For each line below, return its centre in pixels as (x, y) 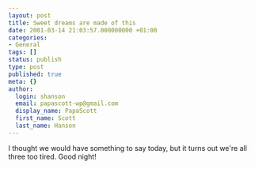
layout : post (30, 15)
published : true (35, 74)
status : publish (35, 60)
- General (25, 45)
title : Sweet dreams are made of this (72, 23)
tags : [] (23, 52)
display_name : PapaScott (56, 111)
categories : (28, 38)
